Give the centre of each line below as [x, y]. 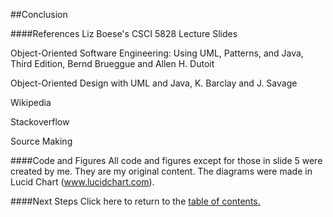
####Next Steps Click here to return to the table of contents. [135, 201]
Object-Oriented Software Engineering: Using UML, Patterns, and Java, [157, 53]
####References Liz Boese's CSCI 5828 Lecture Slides [124, 33]
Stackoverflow [40, 122]
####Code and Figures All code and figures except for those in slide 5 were [166, 160]
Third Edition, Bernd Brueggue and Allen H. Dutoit [112, 63]
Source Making [41, 141]
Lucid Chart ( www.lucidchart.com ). [82, 182]
